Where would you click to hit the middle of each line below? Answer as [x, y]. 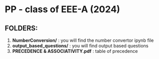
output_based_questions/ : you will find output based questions [80, 46]
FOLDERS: [21, 28]
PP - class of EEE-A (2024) [63, 9]
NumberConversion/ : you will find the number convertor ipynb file [83, 40]
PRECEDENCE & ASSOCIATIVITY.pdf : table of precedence [75, 51]
